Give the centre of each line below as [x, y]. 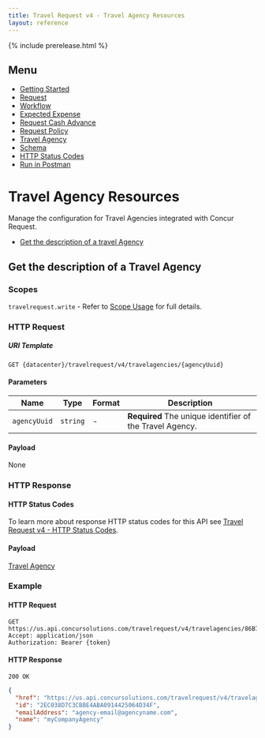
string [73, 421]
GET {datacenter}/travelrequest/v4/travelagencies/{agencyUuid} [116, 365]
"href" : [28, 698]
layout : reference [38, 23]
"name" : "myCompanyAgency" [60, 720]
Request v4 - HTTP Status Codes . [63, 530]
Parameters [28, 382]
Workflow [35, 106]
